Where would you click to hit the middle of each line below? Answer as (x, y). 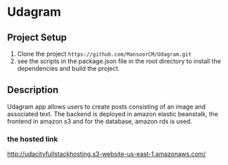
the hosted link (33, 139)
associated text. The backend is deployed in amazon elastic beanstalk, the (113, 113)
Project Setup (37, 37)
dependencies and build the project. (69, 68)
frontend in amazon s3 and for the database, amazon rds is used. (100, 121)
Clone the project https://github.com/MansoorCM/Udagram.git (104, 54)
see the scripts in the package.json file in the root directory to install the (119, 61)
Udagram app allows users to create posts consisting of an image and (106, 107)
